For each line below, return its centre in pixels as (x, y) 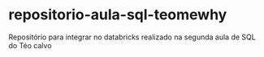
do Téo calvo (30, 45)
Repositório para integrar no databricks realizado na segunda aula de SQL (132, 37)
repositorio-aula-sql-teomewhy (118, 15)
